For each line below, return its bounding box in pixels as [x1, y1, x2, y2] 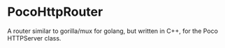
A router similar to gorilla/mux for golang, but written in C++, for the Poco [7, 27, 219, 35]
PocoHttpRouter [7, 4, 103, 20]
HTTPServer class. [7, 34, 61, 42]
